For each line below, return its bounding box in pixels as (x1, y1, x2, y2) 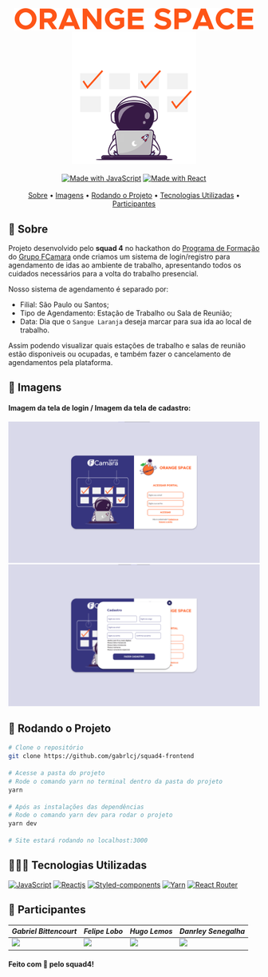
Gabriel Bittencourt (11, 927, 77, 936)
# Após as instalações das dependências (8, 803, 145, 811)
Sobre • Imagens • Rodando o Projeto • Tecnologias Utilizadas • (27, 191, 241, 201)
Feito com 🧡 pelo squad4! (8, 959, 94, 969)
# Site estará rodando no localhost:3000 (8, 836, 148, 845)
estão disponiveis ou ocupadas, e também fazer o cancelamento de (8, 349, 231, 359)
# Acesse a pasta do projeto (8, 769, 105, 777)
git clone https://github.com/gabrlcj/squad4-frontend (8, 753, 195, 761)
